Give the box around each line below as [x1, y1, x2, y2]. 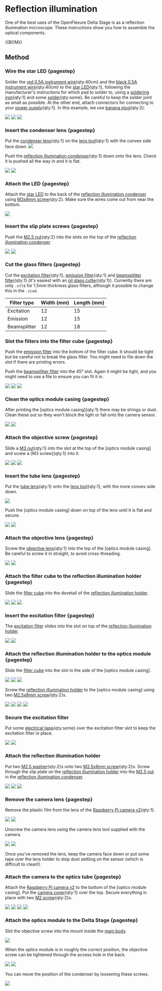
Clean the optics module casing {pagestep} [5, 396, 110, 403]
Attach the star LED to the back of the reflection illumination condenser [5, 191, 147, 197]
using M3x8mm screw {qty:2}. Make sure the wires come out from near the [5, 197, 154, 202]
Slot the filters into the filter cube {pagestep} [5, 337, 113, 344]
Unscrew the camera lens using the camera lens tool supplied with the [5, 826, 145, 832]
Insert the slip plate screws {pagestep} [5, 223, 99, 230]
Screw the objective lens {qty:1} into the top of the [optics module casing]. [5, 545, 152, 552]
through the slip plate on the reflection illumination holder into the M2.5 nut [5, 769, 154, 774]
